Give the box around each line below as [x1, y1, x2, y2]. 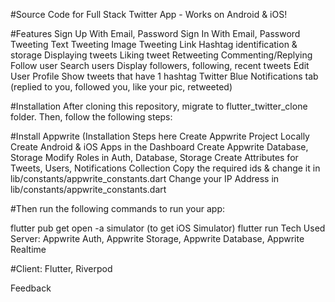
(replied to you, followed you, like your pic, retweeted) [10, 81, 233, 93]
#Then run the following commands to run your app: [10, 203, 225, 214]
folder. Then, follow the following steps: [10, 111, 173, 123]
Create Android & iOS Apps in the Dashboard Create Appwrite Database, [10, 141, 309, 153]
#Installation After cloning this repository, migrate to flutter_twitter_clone [10, 100, 308, 112]
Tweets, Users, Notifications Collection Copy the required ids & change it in [10, 162, 321, 174]
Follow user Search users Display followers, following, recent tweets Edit [10, 60, 310, 71]
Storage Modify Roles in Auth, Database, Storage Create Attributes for [10, 152, 299, 163]
